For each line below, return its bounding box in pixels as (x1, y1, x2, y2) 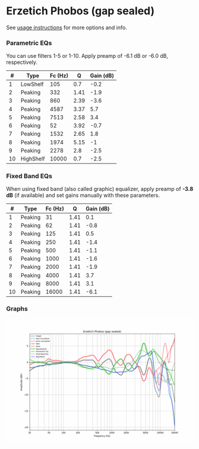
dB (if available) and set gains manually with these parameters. (6, 192, 160, 199)
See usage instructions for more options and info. (6, 24, 128, 31)
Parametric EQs (6, 39, 52, 47)
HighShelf (20, 155, 45, 162)
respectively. (6, 58, 37, 66)
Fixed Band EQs (6, 172, 52, 180)
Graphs (6, 305, 28, 313)
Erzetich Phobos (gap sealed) (6, 4, 155, 18)
